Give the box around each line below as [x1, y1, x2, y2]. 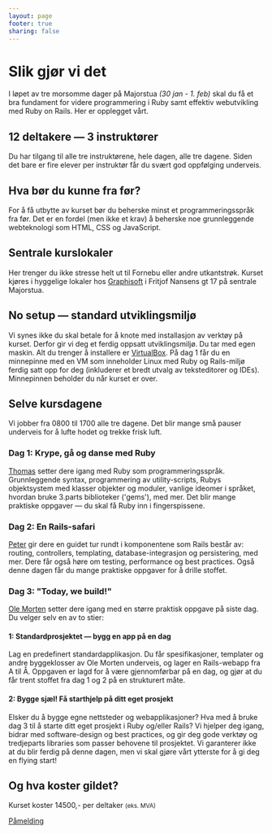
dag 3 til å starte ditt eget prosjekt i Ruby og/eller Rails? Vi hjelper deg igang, [8, 721, 265, 731]
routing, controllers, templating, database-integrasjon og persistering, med [8, 548, 258, 557]
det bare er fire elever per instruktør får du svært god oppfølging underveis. [8, 160, 261, 170]
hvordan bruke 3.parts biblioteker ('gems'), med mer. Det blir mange [8, 491, 236, 501]
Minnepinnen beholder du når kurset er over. [8, 373, 158, 383]
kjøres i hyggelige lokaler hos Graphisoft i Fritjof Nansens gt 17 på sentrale [8, 276, 257, 286]
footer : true [8, 20, 53, 28]
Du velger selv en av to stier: [8, 613, 104, 622]
